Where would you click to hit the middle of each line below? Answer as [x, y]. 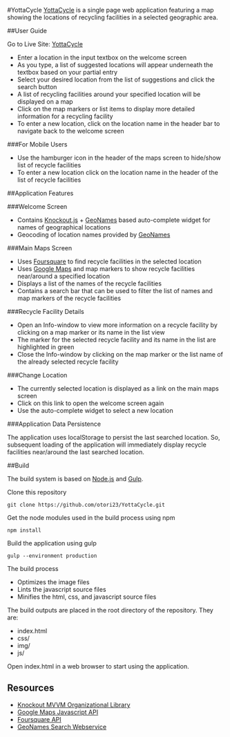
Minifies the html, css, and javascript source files [87, 597]
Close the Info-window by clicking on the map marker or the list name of [120, 354]
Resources [31, 688]
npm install [24, 530]
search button [37, 87]
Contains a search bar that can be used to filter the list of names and [115, 291]
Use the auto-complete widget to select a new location [95, 410]
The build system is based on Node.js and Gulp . [75, 479]
